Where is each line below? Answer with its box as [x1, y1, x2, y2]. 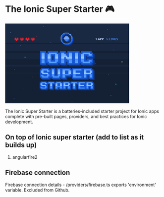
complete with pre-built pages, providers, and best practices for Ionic [5, 113, 147, 119]
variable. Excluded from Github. [5, 187, 70, 193]
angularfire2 [12, 154, 38, 160]
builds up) [5, 141, 37, 149]
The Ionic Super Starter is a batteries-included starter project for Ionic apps [5, 108, 160, 114]
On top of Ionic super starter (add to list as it [5, 133, 144, 141]
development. [5, 119, 33, 125]
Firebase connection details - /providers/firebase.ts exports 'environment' [5, 182, 156, 188]
